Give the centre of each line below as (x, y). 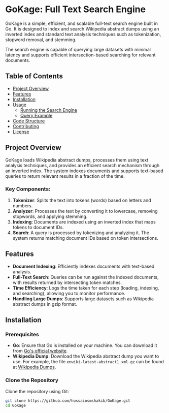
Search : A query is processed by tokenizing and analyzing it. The (81, 233)
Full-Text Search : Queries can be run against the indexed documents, (86, 277)
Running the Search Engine (49, 110)
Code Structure (29, 121)
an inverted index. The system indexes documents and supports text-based (84, 171)
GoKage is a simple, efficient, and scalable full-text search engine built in (82, 23)
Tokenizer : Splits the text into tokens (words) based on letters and (82, 200)
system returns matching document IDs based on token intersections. (86, 238)
